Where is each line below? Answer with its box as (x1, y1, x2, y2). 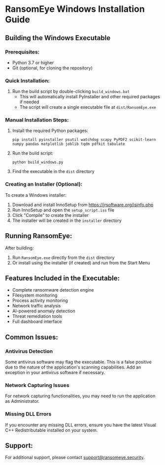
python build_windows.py (12, 160, 64, 165)
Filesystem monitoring (12, 293, 58, 298)
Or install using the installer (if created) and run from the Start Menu (12, 259, 150, 265)
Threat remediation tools (12, 313, 63, 319)
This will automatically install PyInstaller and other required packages (19, 94, 160, 100)
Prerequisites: (5, 48, 40, 55)
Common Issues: (5, 333, 58, 341)
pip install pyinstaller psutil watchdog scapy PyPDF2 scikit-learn (12, 137, 156, 142)
